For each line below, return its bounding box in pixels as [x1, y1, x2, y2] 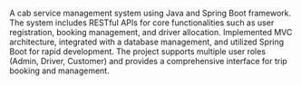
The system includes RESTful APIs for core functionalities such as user [9, 17, 275, 28]
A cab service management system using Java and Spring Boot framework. [9, 8, 292, 18]
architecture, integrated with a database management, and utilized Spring [9, 36, 285, 47]
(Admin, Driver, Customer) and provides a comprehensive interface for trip [9, 56, 287, 66]
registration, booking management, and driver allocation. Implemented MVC [9, 27, 293, 37]
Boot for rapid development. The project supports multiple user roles [9, 46, 266, 57]
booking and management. [9, 65, 111, 76]
